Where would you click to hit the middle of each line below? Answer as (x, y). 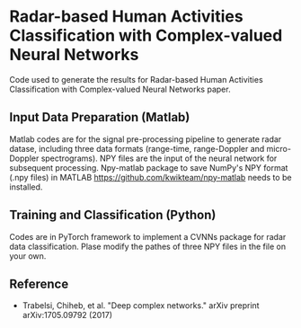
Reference (39, 284)
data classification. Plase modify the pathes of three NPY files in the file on (147, 246)
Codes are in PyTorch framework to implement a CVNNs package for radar (148, 236)
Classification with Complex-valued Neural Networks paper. (120, 89)
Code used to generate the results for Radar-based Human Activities (136, 79)
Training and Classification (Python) (113, 215)
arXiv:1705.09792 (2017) (67, 315)
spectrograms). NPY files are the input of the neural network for (159, 158)
